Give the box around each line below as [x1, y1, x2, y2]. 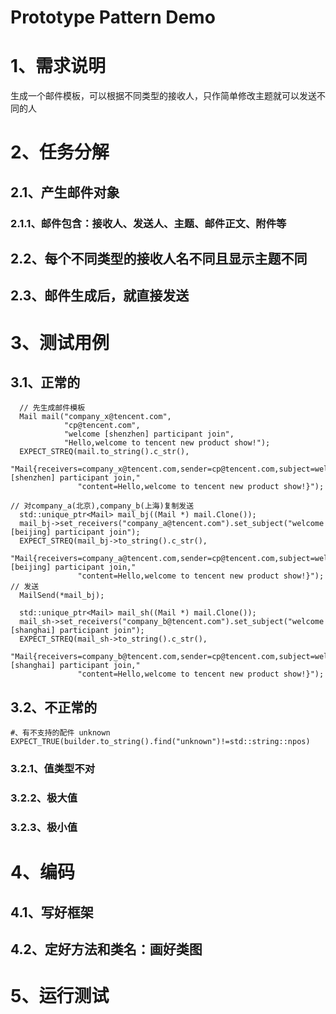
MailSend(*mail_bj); [19, 591, 105, 601]
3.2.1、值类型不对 [10, 762, 96, 776]
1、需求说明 [10, 55, 107, 78]
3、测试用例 [10, 331, 110, 354]
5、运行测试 [10, 985, 110, 1008]
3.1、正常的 [10, 374, 81, 391]
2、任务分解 [10, 141, 110, 164]
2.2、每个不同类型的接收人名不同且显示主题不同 [10, 251, 308, 268]
